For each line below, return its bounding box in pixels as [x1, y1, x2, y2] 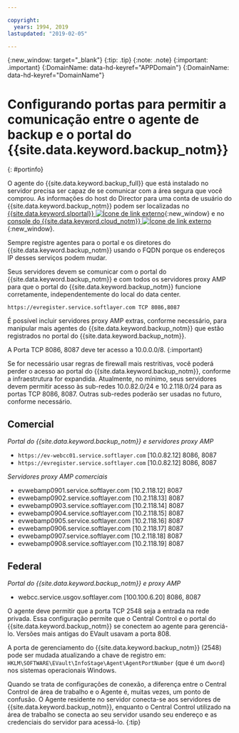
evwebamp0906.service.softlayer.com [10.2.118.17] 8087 [17, 524, 184, 533]
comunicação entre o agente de [7, 111, 200, 127]
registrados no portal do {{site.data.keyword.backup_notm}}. [7, 331, 187, 340]
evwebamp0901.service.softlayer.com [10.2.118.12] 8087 [17, 487, 183, 495]
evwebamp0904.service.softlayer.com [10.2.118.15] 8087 [17, 509, 184, 518]
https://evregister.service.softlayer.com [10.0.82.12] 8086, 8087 [17, 459, 217, 467]
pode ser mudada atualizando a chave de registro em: [7, 651, 166, 659]
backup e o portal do [7, 126, 132, 143]
